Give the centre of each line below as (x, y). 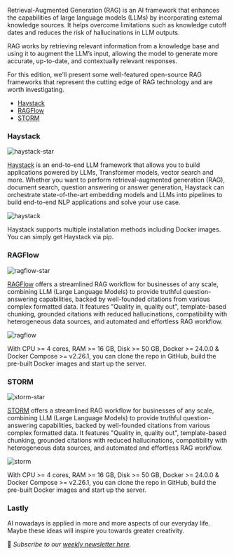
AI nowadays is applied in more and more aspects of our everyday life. (109, 523)
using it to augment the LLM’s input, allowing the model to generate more (113, 53)
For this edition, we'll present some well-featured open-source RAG (104, 74)
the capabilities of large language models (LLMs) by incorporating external (115, 18)
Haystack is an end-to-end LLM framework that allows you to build (104, 165)
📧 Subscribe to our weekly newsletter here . (69, 544)
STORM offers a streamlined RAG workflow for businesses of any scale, (111, 410)
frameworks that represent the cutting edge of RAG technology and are (110, 82)
